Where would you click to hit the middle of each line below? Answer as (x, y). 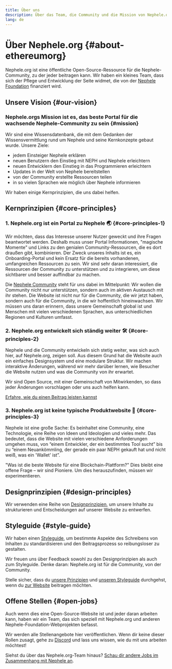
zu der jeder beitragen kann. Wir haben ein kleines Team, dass (98, 75)
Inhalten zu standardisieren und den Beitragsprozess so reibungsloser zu (82, 544)
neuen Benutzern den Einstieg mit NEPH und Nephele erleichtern (81, 161)
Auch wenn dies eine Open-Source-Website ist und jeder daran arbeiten (81, 613)
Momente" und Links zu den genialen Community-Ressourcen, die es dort (83, 247)
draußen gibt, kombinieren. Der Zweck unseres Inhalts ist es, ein (73, 253)
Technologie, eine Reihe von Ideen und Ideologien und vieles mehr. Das (81, 434)
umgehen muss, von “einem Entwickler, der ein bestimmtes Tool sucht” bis (84, 444)
